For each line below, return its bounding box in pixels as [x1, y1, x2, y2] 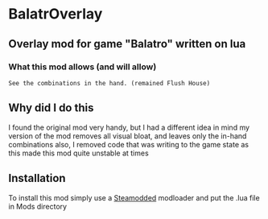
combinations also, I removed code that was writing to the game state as [8, 139, 249, 149]
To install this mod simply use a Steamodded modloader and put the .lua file [8, 192, 260, 202]
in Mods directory [8, 201, 67, 211]
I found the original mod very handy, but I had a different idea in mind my [8, 122, 250, 132]
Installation [8, 171, 66, 185]
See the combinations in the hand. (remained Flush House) [8, 79, 211, 87]
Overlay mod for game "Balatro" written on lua [8, 37, 246, 51]
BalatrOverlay [8, 5, 103, 23]
